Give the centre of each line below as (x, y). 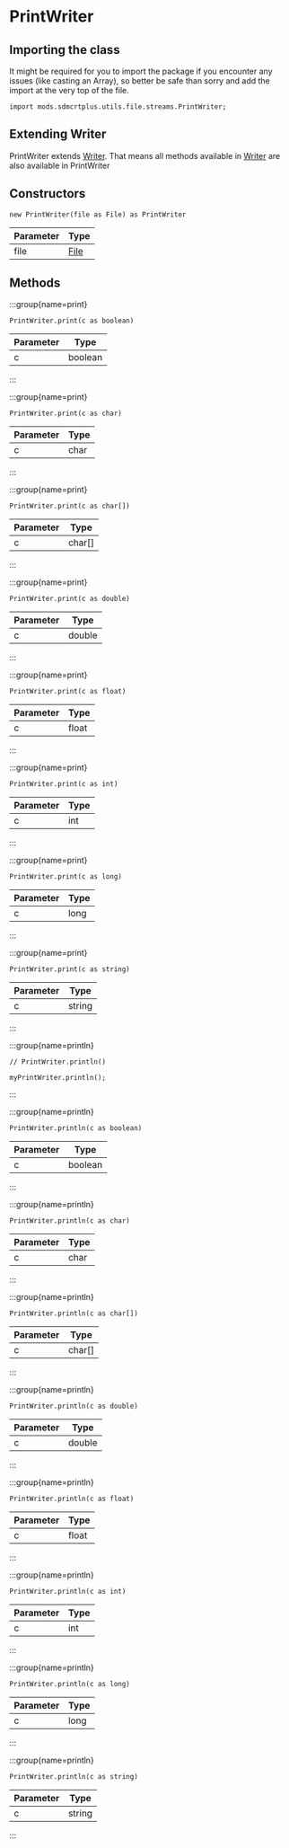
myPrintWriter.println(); (57, 1078)
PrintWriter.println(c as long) (70, 1684)
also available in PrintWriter (60, 165)
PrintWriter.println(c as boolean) (76, 1128)
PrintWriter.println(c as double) (74, 1406)
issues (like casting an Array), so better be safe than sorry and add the (140, 81)
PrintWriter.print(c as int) (64, 784)
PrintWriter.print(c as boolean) (72, 321)
